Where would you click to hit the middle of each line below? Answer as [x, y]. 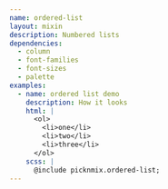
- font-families [48, 60]
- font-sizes [42, 69]
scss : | [40, 161]
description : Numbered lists [64, 35]
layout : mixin [36, 26]
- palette [36, 77]
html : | [40, 111]
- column [34, 52]
